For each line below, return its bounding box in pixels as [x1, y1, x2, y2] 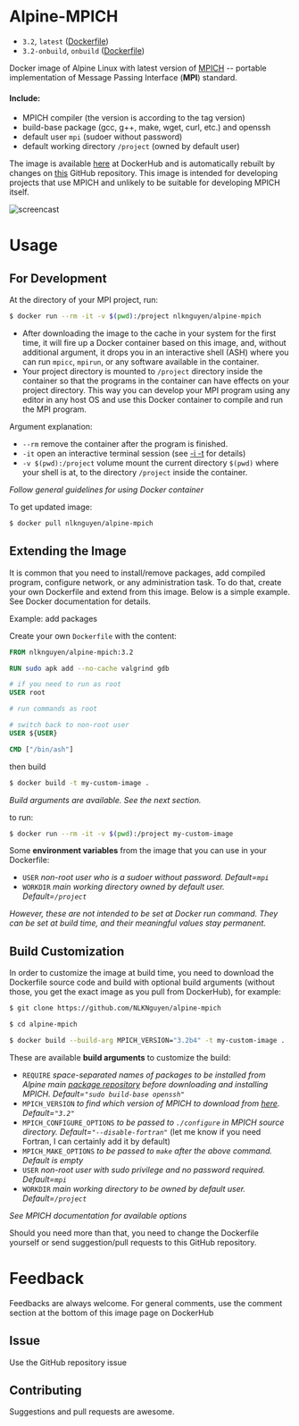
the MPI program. [21, 404, 87, 415]
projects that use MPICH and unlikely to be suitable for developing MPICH [9, 177, 281, 189]
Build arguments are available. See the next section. [9, 794, 202, 805]
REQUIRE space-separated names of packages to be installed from [21, 1069, 266, 1080]
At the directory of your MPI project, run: [9, 295, 159, 306]
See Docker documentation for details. [9, 596, 152, 607]
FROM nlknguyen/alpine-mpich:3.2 [9, 648, 134, 657]
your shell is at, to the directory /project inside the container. [21, 467, 248, 478]
